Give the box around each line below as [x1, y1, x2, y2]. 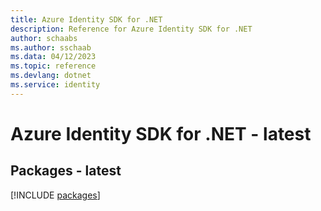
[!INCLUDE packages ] [10, 189, 101, 201]
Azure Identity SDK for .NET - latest [10, 122, 312, 145]
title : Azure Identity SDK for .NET [10, 14, 163, 25]
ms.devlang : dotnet [10, 71, 92, 81]
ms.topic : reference [10, 61, 97, 71]
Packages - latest [10, 162, 122, 180]
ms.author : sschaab [10, 42, 92, 53]
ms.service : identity [10, 80, 101, 90]
